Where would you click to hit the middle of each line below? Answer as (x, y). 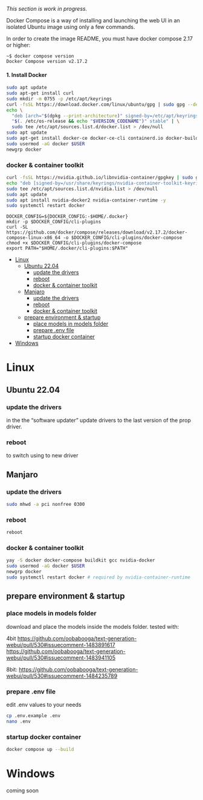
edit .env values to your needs (44, 704)
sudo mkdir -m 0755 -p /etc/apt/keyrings (59, 99)
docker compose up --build (40, 749)
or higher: (18, 45)
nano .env (19, 721)
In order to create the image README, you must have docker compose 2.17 (100, 38)
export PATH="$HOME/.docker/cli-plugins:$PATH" (67, 248)
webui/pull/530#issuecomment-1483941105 (61, 657)
